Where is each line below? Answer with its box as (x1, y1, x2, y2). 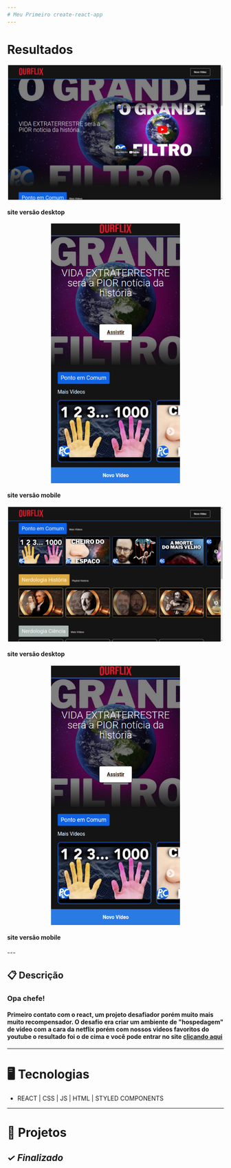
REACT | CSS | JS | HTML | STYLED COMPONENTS (16, 1094, 164, 1102)
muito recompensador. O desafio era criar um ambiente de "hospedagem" (7, 1018, 223, 1026)
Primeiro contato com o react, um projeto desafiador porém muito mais (7, 1011, 214, 1019)
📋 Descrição (7, 969, 64, 981)
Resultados (7, 41, 74, 57)
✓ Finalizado (7, 1152, 64, 1164)
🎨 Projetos (7, 1125, 67, 1140)
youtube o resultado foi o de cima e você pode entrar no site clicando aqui (7, 1033, 223, 1041)
